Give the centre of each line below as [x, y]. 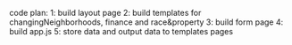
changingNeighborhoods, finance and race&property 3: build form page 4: [146, 22]
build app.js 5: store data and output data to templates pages [121, 31]
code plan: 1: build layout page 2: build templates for [105, 13]
